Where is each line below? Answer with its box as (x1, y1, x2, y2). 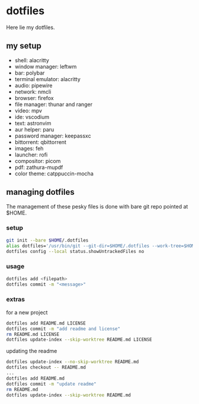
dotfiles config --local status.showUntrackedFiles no (6, 248, 145, 254)
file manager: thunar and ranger (14, 101, 93, 108)
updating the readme (6, 348, 57, 355)
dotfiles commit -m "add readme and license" (6, 326, 120, 332)
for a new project (6, 309, 48, 316)
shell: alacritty (14, 56, 49, 63)
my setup (6, 41, 41, 51)
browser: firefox (14, 94, 54, 101)
